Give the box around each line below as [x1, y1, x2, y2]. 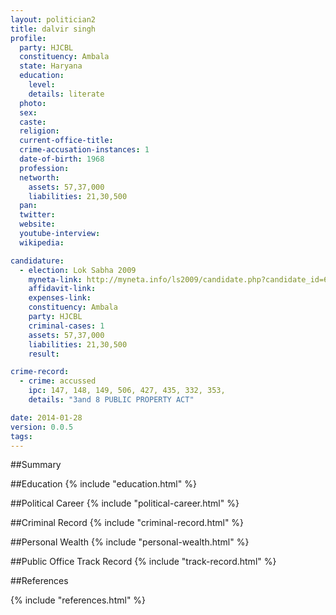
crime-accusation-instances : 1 [19, 145, 150, 155]
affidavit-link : [28, 284, 97, 294]
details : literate [28, 89, 105, 99]
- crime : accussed [19, 376, 97, 386]
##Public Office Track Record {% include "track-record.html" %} [10, 556, 277, 568]
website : [19, 219, 56, 230]
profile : [10, 33, 47, 43]
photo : [19, 98, 47, 108]
